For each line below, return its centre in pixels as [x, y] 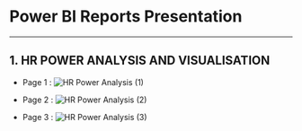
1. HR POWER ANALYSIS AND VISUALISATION [140, 61]
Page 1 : [37, 82]
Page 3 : [38, 117]
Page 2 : [38, 100]
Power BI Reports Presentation [126, 17]
